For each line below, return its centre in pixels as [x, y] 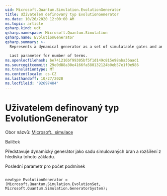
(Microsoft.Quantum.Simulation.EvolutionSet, [53, 184]
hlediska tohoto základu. [30, 156]
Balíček [13, 141]
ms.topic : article [24, 24]
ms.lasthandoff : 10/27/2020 [34, 79]
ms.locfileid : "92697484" [32, 83]
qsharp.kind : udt [23, 28]
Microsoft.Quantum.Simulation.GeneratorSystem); [56, 188]
